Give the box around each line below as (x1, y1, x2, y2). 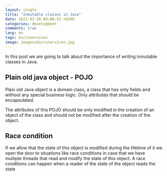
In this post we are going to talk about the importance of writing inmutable (5, 53, 158, 59)
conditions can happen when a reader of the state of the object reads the (5, 161, 156, 167)
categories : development (5, 21, 57, 26)
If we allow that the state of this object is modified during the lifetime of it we (5, 145, 163, 151)
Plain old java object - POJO (5, 73, 93, 82)
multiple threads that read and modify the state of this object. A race (5, 156, 146, 162)
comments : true (5, 26, 37, 31)
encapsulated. (5, 97, 35, 103)
